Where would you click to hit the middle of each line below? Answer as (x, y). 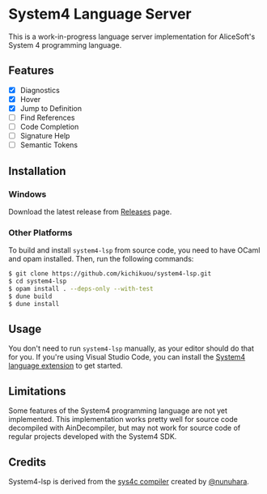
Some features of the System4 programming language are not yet (118, 411)
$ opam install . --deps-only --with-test (81, 288)
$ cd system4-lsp (38, 281)
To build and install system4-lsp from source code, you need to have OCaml (134, 250)
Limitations (37, 391)
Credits (28, 462)
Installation (37, 171)
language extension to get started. (66, 366)
